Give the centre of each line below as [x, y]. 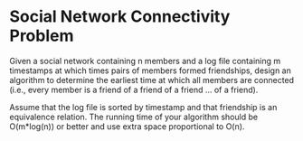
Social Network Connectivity [120, 17]
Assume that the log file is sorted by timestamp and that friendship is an [143, 107]
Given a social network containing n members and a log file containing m [145, 61]
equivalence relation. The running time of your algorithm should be [134, 117]
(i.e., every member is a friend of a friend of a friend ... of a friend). [134, 89]
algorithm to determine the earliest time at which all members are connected [152, 80]
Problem [42, 36]
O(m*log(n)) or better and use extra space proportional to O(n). [127, 126]
